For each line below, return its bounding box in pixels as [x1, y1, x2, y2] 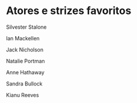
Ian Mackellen [6, 35, 40, 42]
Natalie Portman [6, 57, 45, 64]
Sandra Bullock [6, 80, 43, 87]
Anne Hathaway [6, 68, 45, 75]
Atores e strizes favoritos [6, 4, 132, 18]
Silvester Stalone [6, 23, 47, 30]
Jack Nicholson [6, 46, 44, 53]
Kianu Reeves [6, 91, 39, 98]
